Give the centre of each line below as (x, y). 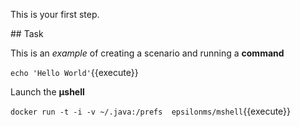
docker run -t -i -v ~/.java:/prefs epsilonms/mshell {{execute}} (151, 111)
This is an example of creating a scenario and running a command (147, 53)
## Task (27, 33)
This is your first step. (55, 14)
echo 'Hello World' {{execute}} (74, 72)
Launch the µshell (47, 92)
